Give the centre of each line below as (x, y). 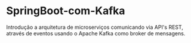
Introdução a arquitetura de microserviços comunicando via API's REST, (95, 27)
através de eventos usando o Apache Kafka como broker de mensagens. (96, 33)
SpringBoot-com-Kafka (66, 11)
